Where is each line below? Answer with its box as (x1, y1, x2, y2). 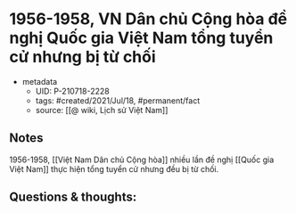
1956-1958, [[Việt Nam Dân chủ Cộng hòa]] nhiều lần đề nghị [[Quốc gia (9, 154, 275, 165)
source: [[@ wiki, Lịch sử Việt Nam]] (35, 104, 169, 115)
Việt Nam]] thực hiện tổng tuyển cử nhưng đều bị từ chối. (9, 163, 219, 174)
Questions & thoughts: (9, 190, 137, 205)
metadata (21, 76, 58, 86)
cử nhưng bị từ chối (9, 47, 156, 67)
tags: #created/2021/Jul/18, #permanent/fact (35, 94, 201, 106)
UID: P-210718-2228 (35, 86, 110, 96)
